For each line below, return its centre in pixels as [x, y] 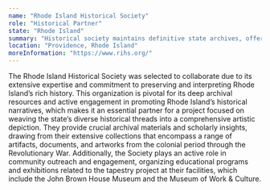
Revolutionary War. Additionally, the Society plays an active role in [117, 153]
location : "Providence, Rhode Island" [73, 46]
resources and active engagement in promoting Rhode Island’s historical [128, 102]
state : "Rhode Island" [46, 31]
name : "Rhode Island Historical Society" [79, 16]
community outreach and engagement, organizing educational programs [129, 161]
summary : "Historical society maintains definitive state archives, [125, 38]
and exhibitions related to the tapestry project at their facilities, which [123, 170]
